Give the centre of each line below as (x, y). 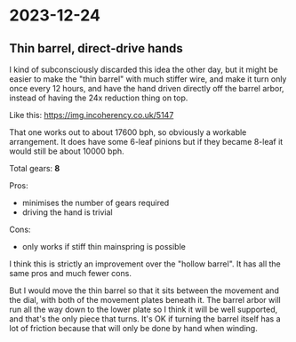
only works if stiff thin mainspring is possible (104, 247)
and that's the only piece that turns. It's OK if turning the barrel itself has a (145, 319)
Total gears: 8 (35, 168)
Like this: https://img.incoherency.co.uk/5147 (92, 115)
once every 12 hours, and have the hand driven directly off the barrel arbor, (147, 88)
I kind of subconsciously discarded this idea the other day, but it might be (144, 69)
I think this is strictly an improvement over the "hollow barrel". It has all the (145, 264)
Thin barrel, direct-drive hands (96, 48)
